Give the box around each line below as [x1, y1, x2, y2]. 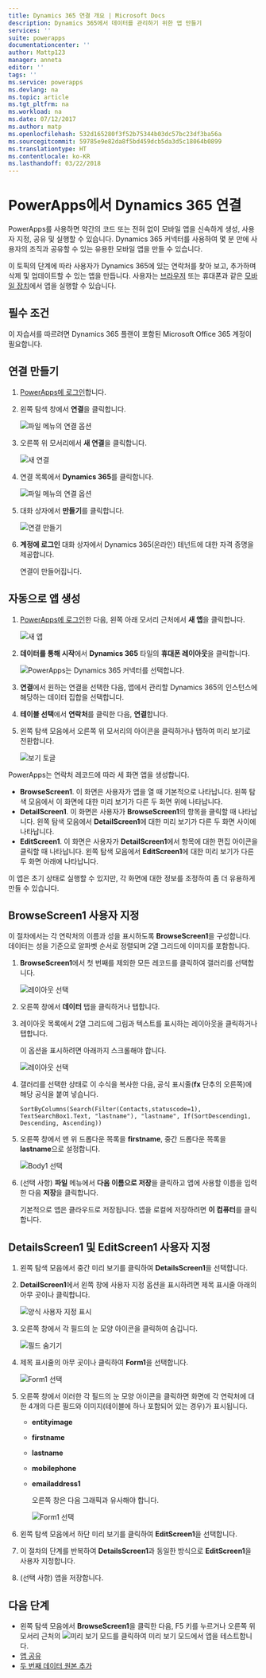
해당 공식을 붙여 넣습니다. [19, 1090, 99, 1099]
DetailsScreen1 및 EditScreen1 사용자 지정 [8, 1240, 210, 1254]
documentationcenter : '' [8, 41, 91, 49]
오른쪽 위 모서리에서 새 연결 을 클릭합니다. [19, 438, 147, 447]
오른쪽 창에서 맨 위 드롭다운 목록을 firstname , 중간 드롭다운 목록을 [19, 1134, 226, 1144]
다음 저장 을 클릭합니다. [28, 1188, 99, 1198]
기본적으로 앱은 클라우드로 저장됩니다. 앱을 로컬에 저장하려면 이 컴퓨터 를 [19, 1205, 242, 1215]
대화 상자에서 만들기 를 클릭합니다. [19, 505, 125, 515]
